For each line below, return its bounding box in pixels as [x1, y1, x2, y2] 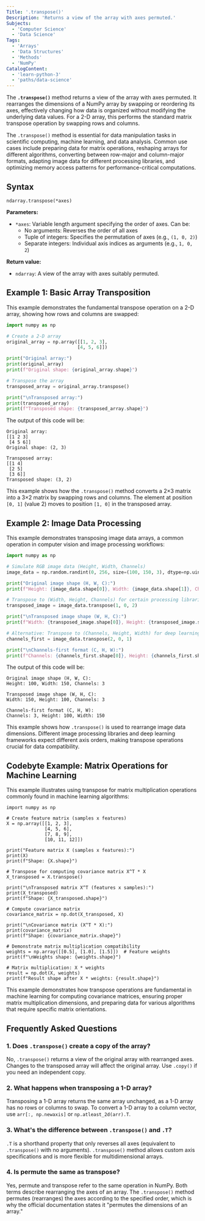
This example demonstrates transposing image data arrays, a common [6, 535, 184, 542]
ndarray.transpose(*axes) [6, 198, 72, 204]
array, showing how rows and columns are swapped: [6, 310, 139, 317]
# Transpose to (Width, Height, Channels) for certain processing [6, 597, 179, 603]
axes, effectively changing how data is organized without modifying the [6, 107, 186, 114]
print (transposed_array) [6, 400, 70, 406]
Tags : [6, 37, 20, 43]
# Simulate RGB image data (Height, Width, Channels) [6, 563, 146, 569]
